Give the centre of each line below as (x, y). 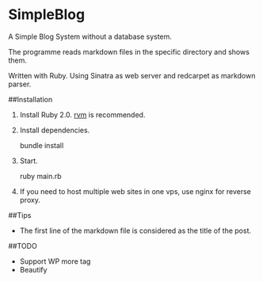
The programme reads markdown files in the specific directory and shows (129, 51)
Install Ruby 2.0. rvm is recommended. (82, 114)
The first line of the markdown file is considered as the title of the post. (135, 231)
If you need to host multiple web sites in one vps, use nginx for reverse (135, 191)
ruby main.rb (40, 176)
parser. (20, 84)
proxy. (30, 200)
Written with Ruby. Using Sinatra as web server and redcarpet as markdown (132, 75)
